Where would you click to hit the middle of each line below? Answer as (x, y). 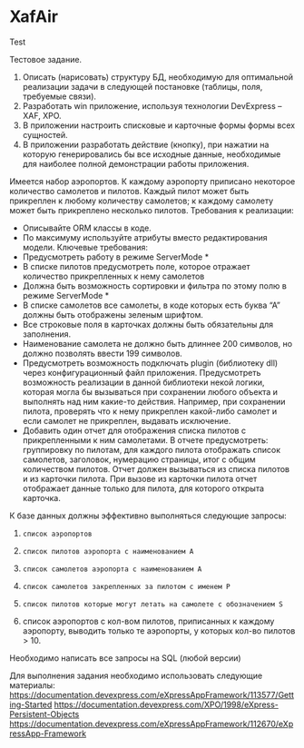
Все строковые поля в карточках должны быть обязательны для (148, 324)
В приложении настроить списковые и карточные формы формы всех (159, 125)
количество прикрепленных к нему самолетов (113, 276)
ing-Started (31, 704)
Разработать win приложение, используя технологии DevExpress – (152, 105)
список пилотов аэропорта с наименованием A (108, 551)
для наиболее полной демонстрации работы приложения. (136, 163)
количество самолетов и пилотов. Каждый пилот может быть (129, 191)
